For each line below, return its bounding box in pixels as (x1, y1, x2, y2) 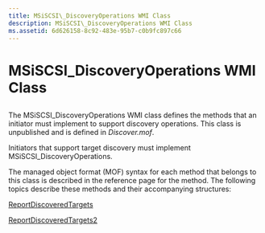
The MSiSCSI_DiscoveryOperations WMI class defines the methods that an (8, 110, 257, 120)
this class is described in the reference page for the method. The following (8, 175, 256, 185)
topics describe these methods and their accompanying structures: (8, 184, 232, 194)
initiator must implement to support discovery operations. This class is (8, 118, 242, 129)
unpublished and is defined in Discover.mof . (8, 127, 155, 137)
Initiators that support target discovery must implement (8, 142, 191, 153)
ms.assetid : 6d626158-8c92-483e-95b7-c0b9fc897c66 (8, 27, 182, 35)
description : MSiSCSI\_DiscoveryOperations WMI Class (8, 19, 193, 27)
